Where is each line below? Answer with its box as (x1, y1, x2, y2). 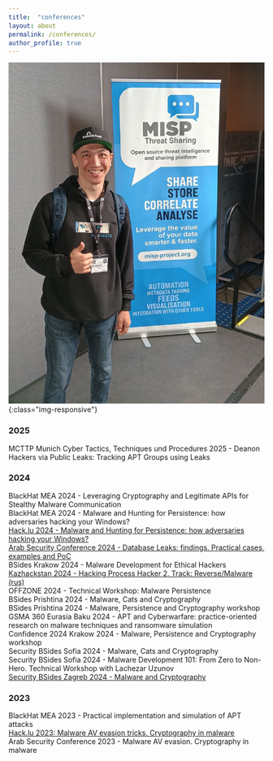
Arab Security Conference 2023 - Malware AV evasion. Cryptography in (8, 737, 249, 746)
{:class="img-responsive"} (8, 404, 98, 414)
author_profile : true (8, 39, 82, 47)
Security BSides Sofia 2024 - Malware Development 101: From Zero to (8, 655, 242, 664)
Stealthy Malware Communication (8, 499, 122, 509)
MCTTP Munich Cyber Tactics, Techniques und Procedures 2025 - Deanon (8, 443, 261, 453)
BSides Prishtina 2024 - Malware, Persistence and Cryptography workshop (8, 603, 261, 612)
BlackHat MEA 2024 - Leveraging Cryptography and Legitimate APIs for (8, 491, 249, 500)
